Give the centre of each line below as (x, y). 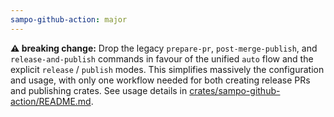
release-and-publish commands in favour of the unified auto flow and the (162, 58)
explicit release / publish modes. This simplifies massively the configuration (167, 69)
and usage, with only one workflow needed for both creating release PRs (160, 80)
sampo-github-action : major (69, 19)
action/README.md (51, 101)
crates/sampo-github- (235, 90)
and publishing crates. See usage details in (99, 90)
